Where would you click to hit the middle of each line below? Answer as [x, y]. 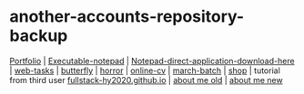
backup [39, 36]
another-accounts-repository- [127, 17]
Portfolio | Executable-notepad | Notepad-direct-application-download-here [152, 61]
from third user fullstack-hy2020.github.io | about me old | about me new [147, 80]
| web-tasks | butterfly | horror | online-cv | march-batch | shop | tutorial [145, 70]
